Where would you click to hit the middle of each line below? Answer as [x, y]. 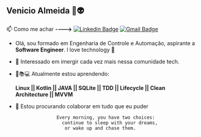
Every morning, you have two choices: [106, 117]
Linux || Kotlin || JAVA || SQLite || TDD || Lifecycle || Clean [90, 87]
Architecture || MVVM [44, 94]
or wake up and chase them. [100, 128]
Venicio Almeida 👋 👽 [45, 11]
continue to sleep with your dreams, [110, 123]
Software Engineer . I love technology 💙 [65, 50]
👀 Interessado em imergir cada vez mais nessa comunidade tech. [97, 61]
